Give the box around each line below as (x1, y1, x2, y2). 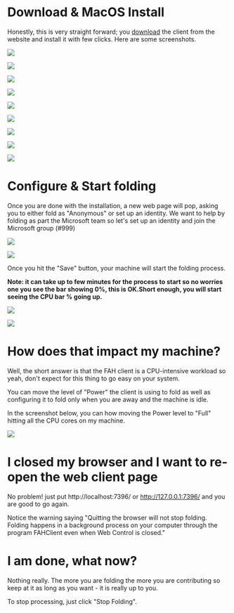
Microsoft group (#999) (7, 224, 76, 232)
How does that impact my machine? (7, 344, 221, 359)
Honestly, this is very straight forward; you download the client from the (7, 27, 216, 36)
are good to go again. (7, 500, 70, 508)
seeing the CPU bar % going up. (7, 292, 103, 301)
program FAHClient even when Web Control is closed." (7, 528, 165, 536)
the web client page (40, 469, 158, 485)
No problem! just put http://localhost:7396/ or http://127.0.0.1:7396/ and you (7, 492, 226, 501)
